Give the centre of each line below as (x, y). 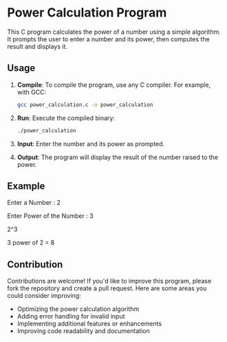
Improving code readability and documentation (83, 331)
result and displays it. (37, 46)
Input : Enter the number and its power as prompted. (91, 143)
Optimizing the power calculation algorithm (78, 309)
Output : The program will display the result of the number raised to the (118, 157)
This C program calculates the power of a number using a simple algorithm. (114, 32)
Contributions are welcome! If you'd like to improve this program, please (109, 281)
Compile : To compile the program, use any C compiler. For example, (114, 85)
